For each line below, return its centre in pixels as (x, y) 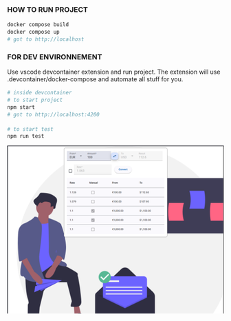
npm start (21, 107)
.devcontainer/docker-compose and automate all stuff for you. (95, 79)
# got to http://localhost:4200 (53, 114)
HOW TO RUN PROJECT (47, 10)
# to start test (30, 129)
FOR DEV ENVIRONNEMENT (55, 56)
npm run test (26, 136)
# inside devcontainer (40, 93)
